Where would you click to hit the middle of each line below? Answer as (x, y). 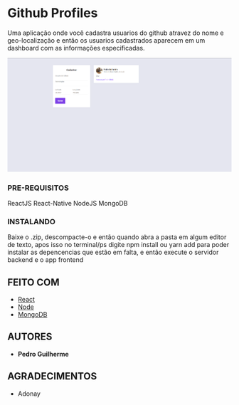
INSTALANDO (31, 221)
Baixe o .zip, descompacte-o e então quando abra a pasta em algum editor (117, 237)
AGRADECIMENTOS (52, 376)
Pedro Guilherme (43, 354)
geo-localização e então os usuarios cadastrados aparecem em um (106, 40)
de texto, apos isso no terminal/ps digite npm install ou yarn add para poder (118, 245)
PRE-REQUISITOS (38, 188)
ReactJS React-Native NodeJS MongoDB (68, 203)
